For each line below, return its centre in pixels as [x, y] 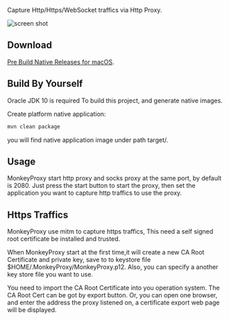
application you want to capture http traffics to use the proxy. [95, 193]
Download [29, 45]
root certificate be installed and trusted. [64, 239]
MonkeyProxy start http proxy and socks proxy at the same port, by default [114, 178]
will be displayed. [32, 310]
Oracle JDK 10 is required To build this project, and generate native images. [115, 101]
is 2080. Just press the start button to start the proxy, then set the [101, 186]
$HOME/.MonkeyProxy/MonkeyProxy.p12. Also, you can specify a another [113, 267]
